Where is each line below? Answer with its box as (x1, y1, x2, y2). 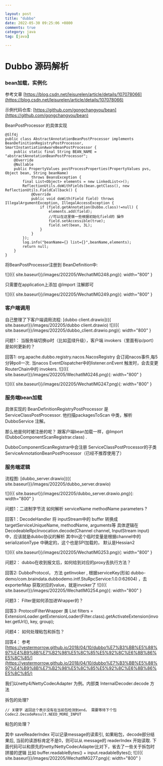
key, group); (30, 619, 54, 625)
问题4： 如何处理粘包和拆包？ (5, 629, 65, 635)
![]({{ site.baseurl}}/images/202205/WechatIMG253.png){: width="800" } (5, 549, 152, 555)
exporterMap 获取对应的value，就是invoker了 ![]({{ (5, 582, 107, 588)
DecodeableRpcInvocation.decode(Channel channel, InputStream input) (5, 528, 149, 534)
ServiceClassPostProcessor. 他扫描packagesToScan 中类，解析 (5, 412, 133, 418)
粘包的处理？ (5, 721, 31, 727)
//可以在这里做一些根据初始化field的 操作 (48, 214, 124, 220)
